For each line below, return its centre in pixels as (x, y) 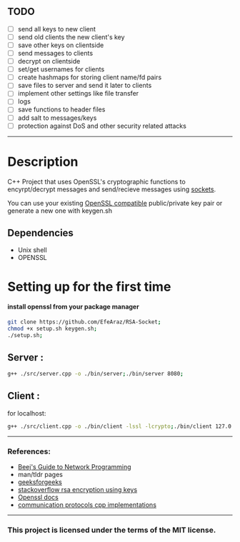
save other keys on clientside (61, 45)
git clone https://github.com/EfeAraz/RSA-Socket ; (84, 322)
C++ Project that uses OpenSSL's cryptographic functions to (96, 181)
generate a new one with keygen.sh (60, 211)
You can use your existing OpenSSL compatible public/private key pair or (115, 203)
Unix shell (32, 250)
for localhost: (27, 413)
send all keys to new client (57, 29)
